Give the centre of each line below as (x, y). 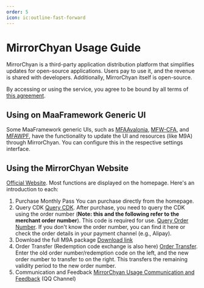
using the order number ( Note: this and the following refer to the (97, 214)
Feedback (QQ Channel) (45, 279)
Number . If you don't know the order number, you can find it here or (100, 227)
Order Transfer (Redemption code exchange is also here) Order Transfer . (106, 247)
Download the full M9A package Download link (74, 240)
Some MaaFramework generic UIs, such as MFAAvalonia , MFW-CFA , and (98, 130)
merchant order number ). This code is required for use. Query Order (102, 220)
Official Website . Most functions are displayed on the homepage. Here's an (100, 183)
